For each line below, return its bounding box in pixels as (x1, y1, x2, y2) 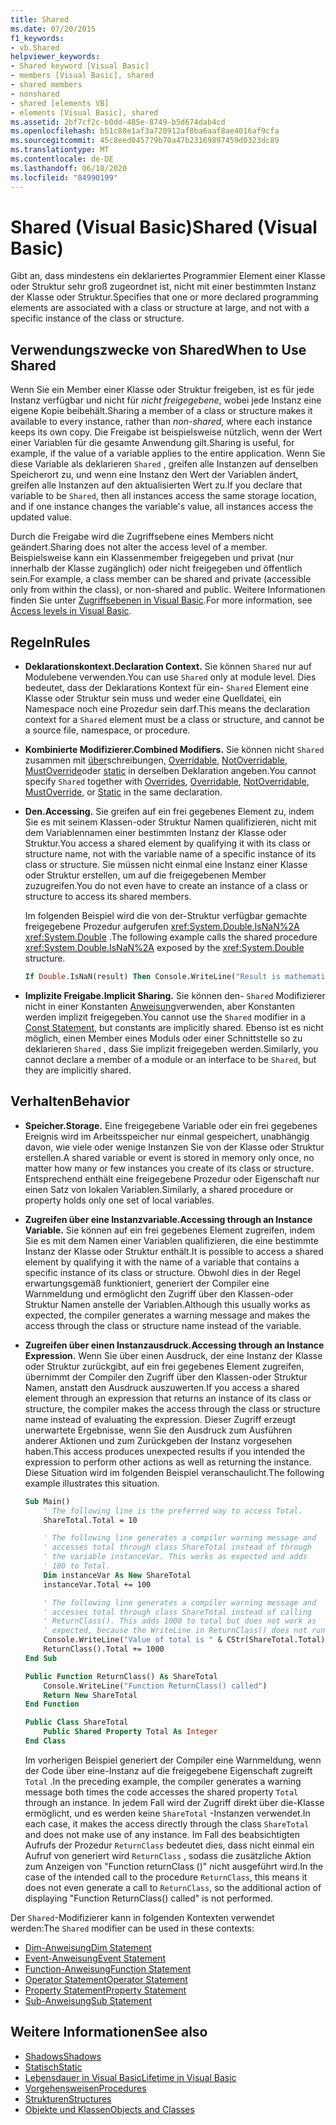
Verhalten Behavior (10, 1093, 131, 1110)
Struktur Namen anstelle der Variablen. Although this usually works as (24, 1298, 311, 1310)
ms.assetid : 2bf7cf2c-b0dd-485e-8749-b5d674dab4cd (10, 117, 226, 127)
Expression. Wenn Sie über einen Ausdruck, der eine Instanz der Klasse (24, 1349, 323, 1361)
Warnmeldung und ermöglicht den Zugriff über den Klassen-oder (24, 1287, 294, 1300)
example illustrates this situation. (24, 1477, 160, 1489)
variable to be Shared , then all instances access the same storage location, (10, 490, 317, 502)
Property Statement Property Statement (24, 1984, 187, 1996)
